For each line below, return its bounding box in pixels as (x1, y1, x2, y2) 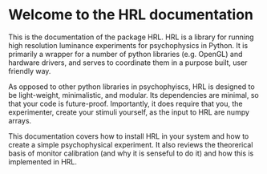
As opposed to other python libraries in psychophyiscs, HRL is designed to (8, 82, 255, 91)
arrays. (8, 115, 32, 125)
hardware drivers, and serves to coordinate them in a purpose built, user (8, 58, 248, 67)
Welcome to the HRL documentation (8, 6, 254, 24)
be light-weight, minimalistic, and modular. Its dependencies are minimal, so (8, 90, 259, 99)
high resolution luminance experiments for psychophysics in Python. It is (8, 40, 249, 50)
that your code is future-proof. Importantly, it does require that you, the (8, 99, 243, 108)
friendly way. (8, 66, 51, 75)
